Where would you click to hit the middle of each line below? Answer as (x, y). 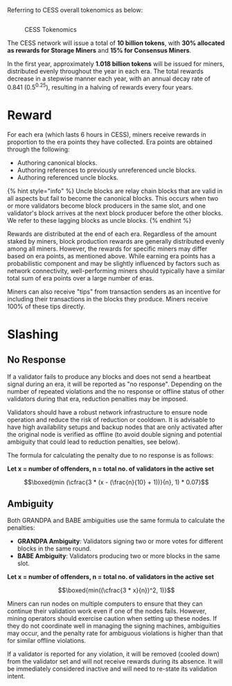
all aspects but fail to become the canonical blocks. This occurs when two (113, 198)
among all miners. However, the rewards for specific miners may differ (107, 249)
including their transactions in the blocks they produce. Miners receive (108, 299)
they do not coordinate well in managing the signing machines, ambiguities (114, 626)
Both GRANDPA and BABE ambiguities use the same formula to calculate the (116, 521)
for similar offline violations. (47, 641)
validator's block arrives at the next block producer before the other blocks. (115, 213)
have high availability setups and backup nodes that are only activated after (115, 427)
